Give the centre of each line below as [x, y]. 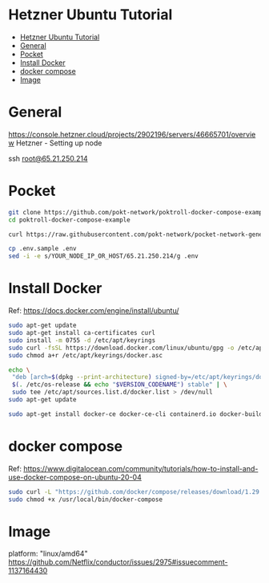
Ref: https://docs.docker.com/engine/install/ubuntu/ [94, 311]
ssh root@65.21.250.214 [48, 158]
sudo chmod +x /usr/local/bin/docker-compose [85, 499]
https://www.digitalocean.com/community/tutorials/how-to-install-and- [141, 468]
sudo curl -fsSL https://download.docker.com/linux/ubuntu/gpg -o [121, 348]
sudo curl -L [30, 491]
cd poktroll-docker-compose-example [69, 220]
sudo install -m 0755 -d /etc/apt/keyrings [82, 340]
